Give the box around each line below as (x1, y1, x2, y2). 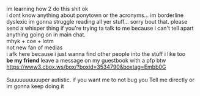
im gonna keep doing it (6, 83, 64, 90)
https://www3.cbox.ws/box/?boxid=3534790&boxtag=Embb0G (6, 63, 166, 70)
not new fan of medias (6, 44, 63, 51)
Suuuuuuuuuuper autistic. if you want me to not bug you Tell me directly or (6, 76, 194, 83)
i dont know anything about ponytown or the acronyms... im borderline (6, 12, 184, 19)
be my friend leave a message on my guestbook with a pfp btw (6, 57, 166, 64)
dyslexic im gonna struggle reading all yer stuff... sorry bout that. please (6, 18, 188, 25)
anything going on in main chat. (6, 31, 86, 38)
